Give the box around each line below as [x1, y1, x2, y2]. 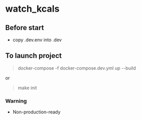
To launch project [5, 51, 62, 60]
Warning [5, 97, 27, 104]
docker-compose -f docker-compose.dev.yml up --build [17, 65, 136, 71]
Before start [5, 23, 44, 32]
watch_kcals [5, 3, 60, 15]
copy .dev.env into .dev [12, 37, 62, 43]
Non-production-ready [12, 109, 61, 115]
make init [17, 84, 37, 91]
